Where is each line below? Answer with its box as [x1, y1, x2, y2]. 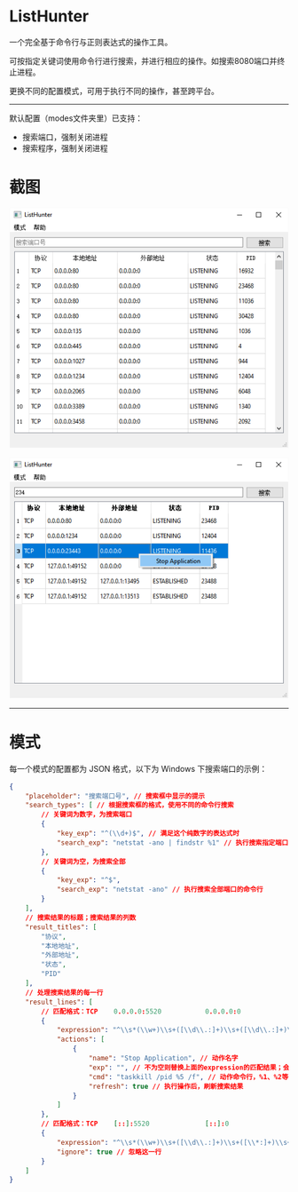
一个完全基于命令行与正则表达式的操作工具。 [9, 36, 173, 47]
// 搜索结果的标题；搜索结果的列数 [25, 913, 137, 922]
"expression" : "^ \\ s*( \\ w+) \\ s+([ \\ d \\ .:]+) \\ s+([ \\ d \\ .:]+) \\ [56, 1026, 295, 1035]
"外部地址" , [41, 950, 80, 960]
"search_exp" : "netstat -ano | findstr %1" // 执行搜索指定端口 [56, 838, 289, 847]
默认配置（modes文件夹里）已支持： [9, 113, 144, 123]
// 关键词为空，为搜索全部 [41, 857, 126, 866]
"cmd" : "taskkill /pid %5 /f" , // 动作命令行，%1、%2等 [88, 1072, 289, 1081]
